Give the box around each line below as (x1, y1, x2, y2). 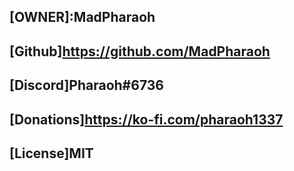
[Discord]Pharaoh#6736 (9, 77, 164, 94)
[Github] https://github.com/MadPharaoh (9, 43, 271, 60)
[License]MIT (9, 145, 94, 162)
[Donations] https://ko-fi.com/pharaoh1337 (9, 111, 284, 128)
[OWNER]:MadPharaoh (9, 9, 156, 26)
